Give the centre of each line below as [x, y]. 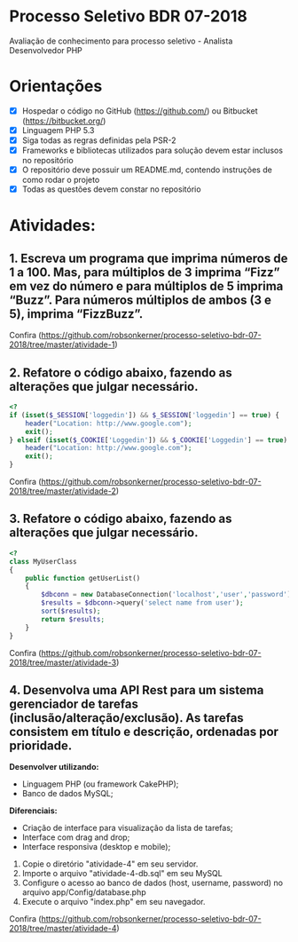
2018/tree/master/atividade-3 [63, 662]
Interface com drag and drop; [76, 837]
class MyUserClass [43, 561]
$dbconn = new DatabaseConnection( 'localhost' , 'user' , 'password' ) [166, 595]
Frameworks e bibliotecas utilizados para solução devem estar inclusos [153, 150]
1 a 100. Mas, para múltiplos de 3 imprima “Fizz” [145, 272]
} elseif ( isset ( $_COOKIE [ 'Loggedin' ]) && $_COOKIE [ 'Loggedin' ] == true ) [149, 440]
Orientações [56, 87]
